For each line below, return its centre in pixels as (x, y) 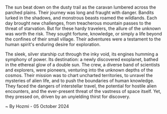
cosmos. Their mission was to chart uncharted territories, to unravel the (79, 75)
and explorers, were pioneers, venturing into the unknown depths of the (79, 70)
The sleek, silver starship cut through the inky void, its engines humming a (82, 54)
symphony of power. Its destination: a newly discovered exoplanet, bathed (82, 59)
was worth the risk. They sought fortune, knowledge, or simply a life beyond (84, 34)
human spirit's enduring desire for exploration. (53, 44)
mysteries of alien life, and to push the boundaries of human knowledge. (80, 80)
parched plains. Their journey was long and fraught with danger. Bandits (79, 12)
